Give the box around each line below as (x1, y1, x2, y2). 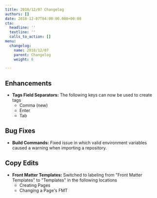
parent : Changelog (14, 52, 51, 57)
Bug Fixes (5, 127, 35, 135)
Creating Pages (19, 182, 51, 188)
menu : (5, 39, 16, 44)
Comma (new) (19, 103, 48, 108)
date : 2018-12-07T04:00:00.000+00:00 (5, 16, 82, 21)
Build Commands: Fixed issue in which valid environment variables (12, 140, 147, 145)
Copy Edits (5, 159, 39, 167)
